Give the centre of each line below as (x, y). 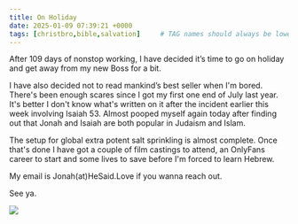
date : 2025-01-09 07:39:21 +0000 (71, 26)
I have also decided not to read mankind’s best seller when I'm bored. (136, 86)
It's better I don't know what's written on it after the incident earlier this (139, 104)
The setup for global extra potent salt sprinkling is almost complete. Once (143, 140)
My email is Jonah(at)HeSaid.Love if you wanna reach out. (116, 176)
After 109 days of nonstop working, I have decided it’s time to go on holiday (147, 59)
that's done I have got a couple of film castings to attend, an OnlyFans (137, 150)
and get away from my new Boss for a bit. (85, 68)
